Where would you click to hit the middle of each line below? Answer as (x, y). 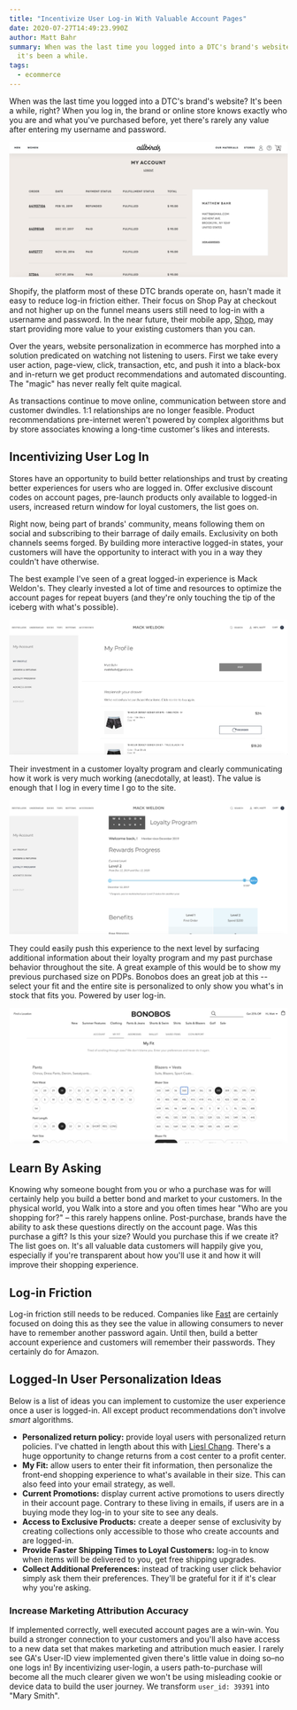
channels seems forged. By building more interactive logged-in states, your (146, 543)
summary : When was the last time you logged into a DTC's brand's (134, 47)
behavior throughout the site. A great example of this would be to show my (145, 967)
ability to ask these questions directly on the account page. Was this (133, 1227)
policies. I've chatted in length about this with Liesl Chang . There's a (146, 1446)
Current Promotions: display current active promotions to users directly (153, 1493)
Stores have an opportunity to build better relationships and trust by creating (148, 478)
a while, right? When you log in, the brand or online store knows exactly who (148, 110)
